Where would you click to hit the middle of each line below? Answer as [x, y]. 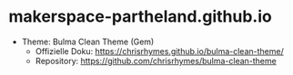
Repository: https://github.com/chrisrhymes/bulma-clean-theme [156, 61]
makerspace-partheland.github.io [140, 17]
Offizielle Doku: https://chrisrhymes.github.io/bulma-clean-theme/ [159, 51]
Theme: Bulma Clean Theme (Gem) [88, 42]
